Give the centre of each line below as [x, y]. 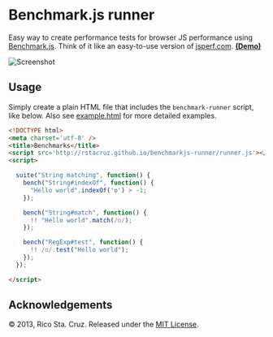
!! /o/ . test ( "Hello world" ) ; [79, 250]
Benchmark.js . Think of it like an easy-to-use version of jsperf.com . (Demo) [135, 45]
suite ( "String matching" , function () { [83, 175]
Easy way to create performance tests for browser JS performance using [131, 37]
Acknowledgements [61, 305]
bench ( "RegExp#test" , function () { [83, 242]
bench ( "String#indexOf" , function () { [89, 183]
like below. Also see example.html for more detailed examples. [113, 115]
